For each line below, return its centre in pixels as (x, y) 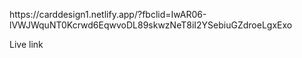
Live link (26, 44)
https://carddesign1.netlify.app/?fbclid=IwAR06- (108, 14)
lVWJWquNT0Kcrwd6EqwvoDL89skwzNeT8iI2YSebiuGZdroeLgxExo (151, 25)
